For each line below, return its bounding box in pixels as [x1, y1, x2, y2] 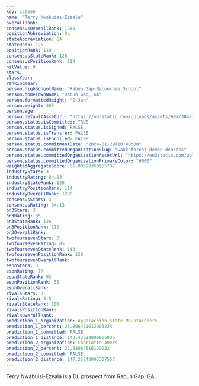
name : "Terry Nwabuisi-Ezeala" [6, 14, 84, 20]
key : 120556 [6, 8, 36, 15]
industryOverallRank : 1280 [6, 191, 73, 197]
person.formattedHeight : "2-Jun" [6, 97, 89, 103]
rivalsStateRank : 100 [6, 301, 60, 308]
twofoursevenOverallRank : [6, 257, 70, 263]
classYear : [6, 75, 33, 81]
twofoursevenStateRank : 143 [6, 246, 76, 252]
